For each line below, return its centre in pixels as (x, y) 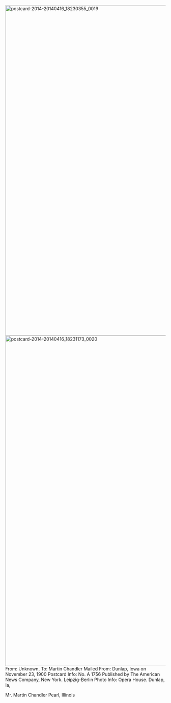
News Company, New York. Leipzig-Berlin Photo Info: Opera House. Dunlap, (85, 680)
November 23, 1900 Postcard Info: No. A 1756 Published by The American (83, 674)
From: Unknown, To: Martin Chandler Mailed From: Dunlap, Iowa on (76, 669)
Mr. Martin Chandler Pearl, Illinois (40, 695)
